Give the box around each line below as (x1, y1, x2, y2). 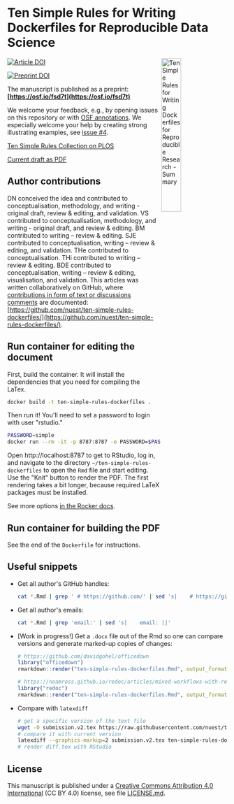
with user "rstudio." (7, 418, 63, 427)
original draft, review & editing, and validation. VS (7, 208, 149, 217)
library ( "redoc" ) (17, 685, 68, 692)
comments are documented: (7, 298, 89, 306)
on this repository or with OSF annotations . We (7, 113, 142, 122)
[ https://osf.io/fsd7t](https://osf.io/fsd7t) (7, 92, 131, 101)
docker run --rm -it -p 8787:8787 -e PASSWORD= (7, 438, 149, 445)
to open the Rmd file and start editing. (43, 466, 149, 475)
